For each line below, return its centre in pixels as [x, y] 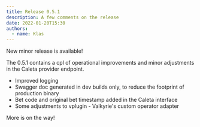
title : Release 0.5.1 [33, 12]
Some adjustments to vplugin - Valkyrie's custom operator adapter [97, 106]
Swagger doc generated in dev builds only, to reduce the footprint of [99, 87]
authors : [17, 28]
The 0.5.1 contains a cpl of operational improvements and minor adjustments [100, 63]
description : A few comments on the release [63, 17]
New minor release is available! [45, 51]
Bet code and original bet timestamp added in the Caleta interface [96, 100]
